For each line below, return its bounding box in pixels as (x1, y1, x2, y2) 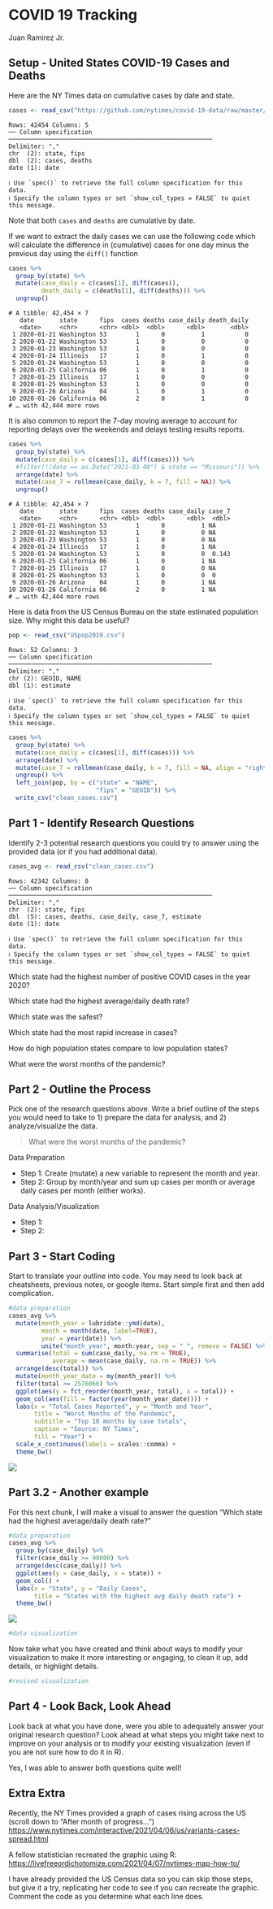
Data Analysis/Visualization (8, 1202, 100, 1211)
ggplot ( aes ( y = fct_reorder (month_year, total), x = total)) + (15, 1387, 234, 1395)
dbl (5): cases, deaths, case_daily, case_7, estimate (8, 912, 201, 920)
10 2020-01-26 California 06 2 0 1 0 (8, 394, 249, 402)
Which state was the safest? (8, 1011, 103, 1021)
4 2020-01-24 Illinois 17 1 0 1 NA (11, 543, 217, 551)
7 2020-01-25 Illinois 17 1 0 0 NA (11, 564, 217, 572)
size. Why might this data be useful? (8, 615, 130, 625)
